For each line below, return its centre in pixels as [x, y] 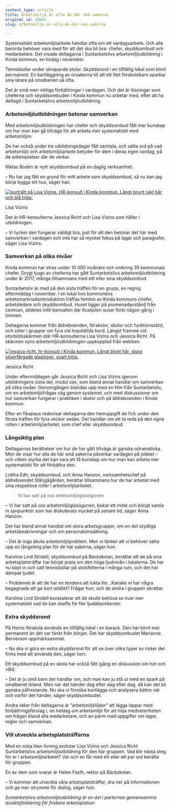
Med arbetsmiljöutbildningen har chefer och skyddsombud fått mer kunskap [85, 125]
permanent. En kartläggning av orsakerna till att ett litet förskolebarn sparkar [86, 75]
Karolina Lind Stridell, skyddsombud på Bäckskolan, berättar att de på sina [83, 557]
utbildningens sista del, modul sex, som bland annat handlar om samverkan [84, 382]
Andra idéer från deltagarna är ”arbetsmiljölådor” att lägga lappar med [79, 705]
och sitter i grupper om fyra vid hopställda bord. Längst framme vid [76, 331]
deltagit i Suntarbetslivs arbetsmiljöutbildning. [53, 101]
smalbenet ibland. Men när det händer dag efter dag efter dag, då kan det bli [86, 685]
